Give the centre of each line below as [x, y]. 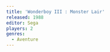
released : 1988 [25, 17]
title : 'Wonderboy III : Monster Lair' [56, 12]
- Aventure [25, 39]
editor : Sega [22, 23]
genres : [16, 34]
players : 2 [20, 28]
